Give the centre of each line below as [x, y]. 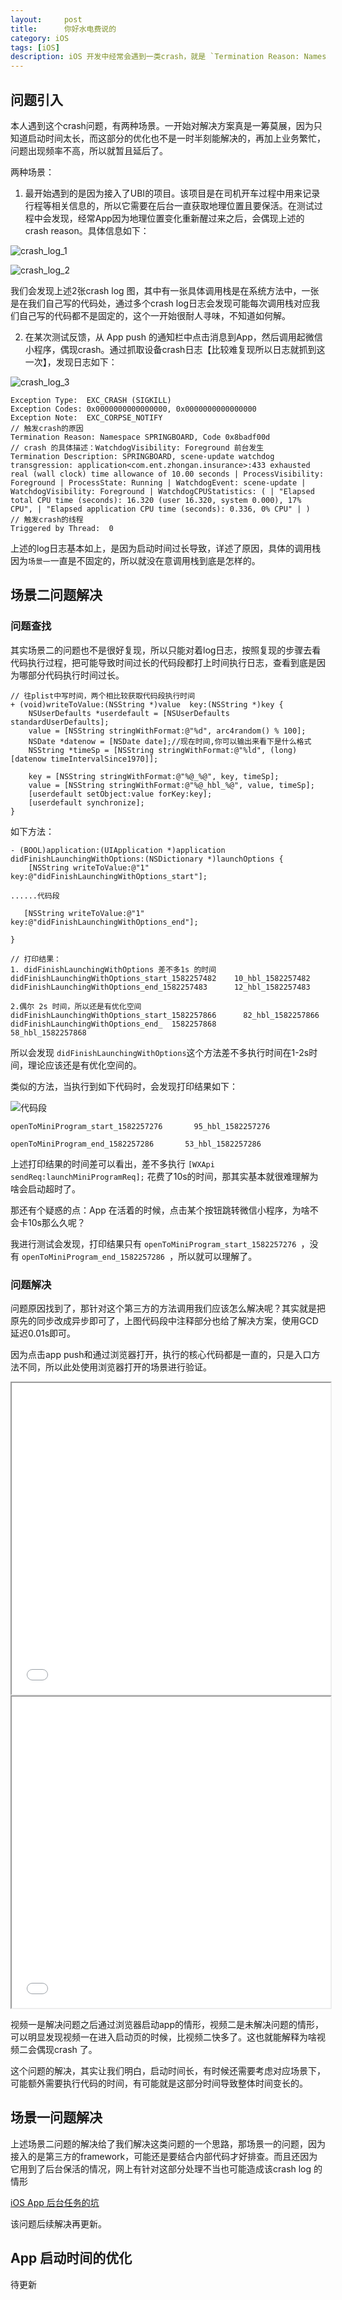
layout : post [46, 19]
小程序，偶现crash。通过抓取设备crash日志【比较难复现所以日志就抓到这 [175, 349]
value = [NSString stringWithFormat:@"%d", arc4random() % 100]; [167, 731]
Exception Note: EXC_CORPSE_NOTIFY [86, 417]
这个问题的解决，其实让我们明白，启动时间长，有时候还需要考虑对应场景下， [168, 2070]
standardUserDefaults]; [60, 722]
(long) [283, 750]
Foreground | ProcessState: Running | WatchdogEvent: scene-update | [158, 482]
